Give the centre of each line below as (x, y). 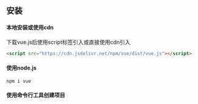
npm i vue (19, 81)
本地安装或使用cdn (30, 27)
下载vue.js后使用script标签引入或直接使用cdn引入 (69, 42)
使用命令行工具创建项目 (36, 95)
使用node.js (21, 68)
